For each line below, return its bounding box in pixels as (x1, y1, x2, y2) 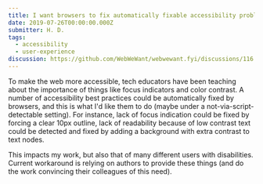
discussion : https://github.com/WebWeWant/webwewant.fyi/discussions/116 (8, 56, 254, 63)
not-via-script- (206, 101, 254, 110)
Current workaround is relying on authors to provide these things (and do (8, 158, 244, 168)
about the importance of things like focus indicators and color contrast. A (8, 85, 244, 94)
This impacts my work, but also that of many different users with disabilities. (8, 150, 254, 159)
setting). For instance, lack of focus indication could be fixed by (44, 110, 250, 119)
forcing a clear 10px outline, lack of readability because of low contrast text (8, 118, 251, 128)
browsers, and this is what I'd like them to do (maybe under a (8, 101, 205, 110)
